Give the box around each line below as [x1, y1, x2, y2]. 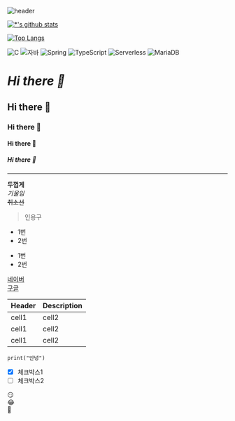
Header [10, 301, 36, 311]
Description [43, 301, 83, 311]
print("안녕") [7, 354, 45, 362]
